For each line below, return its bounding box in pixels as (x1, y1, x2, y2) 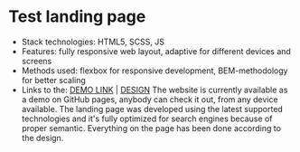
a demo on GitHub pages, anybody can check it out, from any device (21, 93, 278, 105)
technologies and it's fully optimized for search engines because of (21, 113, 273, 124)
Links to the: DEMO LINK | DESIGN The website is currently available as (21, 84, 288, 95)
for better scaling (21, 74, 87, 85)
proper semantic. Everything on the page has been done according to (21, 122, 282, 133)
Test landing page (8, 6, 146, 27)
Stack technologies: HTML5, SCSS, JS (21, 36, 164, 47)
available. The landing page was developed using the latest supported (21, 103, 284, 114)
